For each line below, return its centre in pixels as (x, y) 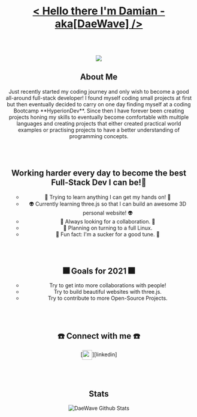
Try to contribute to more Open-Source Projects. (108, 298)
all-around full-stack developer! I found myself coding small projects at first (99, 98)
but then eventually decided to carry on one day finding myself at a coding (99, 104)
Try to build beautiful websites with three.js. (108, 292)
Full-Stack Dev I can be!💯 (99, 182)
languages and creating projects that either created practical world (99, 123)
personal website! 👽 (108, 213)
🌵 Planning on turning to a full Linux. (108, 228)
